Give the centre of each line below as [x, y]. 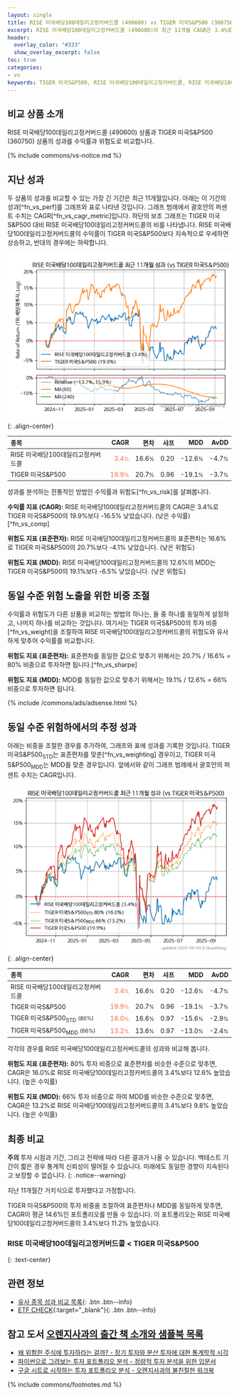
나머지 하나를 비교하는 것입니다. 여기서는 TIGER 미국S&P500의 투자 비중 [117, 623]
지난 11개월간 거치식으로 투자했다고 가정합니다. [72, 1190]
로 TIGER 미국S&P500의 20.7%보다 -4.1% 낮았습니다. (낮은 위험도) [101, 547]
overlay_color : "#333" [47, 45]
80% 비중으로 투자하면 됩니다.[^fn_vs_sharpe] [72, 665]
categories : [25, 68]
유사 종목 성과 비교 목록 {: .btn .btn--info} [75, 1302]
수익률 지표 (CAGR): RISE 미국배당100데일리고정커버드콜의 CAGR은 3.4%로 [113, 507]
